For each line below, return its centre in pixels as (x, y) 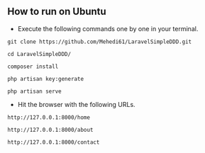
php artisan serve (34, 91)
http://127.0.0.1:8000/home (49, 117)
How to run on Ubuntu (57, 12)
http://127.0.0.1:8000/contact (54, 142)
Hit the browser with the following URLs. (77, 104)
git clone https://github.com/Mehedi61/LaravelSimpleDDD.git (100, 42)
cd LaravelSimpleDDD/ (39, 54)
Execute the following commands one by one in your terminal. (108, 28)
